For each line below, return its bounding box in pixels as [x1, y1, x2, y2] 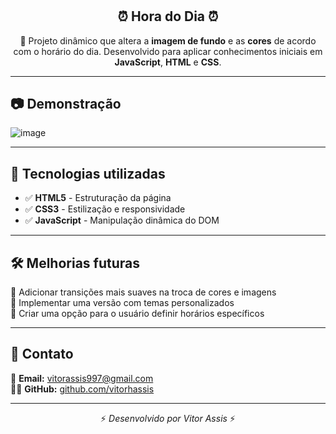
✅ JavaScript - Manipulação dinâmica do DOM [24, 214, 220, 227]
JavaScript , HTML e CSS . [114, 56, 222, 68]
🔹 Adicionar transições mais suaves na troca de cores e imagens [10, 286, 277, 298]
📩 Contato [10, 346, 74, 363]
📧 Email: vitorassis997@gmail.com [10, 372, 154, 384]
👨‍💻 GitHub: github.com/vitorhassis [10, 383, 155, 395]
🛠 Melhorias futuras [10, 254, 140, 272]
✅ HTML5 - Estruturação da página [24, 192, 172, 204]
